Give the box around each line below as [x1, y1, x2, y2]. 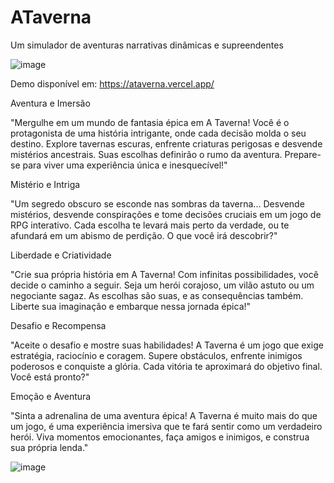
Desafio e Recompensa [10, 319, 107, 331]
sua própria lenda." [10, 441, 89, 453]
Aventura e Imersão [10, 97, 91, 109]
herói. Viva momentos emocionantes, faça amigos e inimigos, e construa [10, 431, 310, 443]
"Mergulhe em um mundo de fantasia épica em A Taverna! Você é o [10, 116, 290, 128]
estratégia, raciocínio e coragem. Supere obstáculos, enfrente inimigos [10, 349, 303, 361]
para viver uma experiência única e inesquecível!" [22, 159, 228, 171]
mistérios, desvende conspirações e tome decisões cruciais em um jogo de [10, 208, 322, 220]
